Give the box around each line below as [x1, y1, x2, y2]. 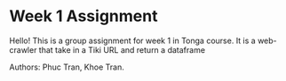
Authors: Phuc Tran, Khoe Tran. [9, 62, 124, 72]
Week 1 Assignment [9, 6, 158, 26]
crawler [9, 44, 37, 55]
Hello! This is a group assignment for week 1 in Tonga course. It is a [9, 35, 256, 46]
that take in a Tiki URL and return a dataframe [38, 44, 206, 55]
